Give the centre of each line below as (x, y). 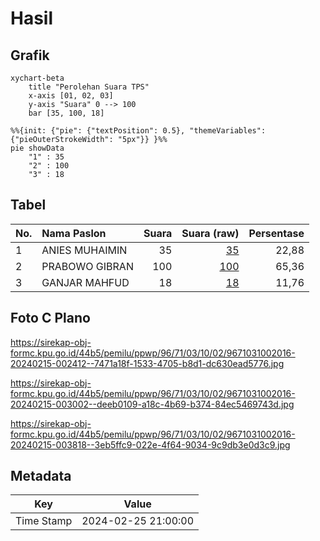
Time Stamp (44, 521)
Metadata (41, 476)
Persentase (276, 233)
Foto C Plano (50, 318)
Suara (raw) (210, 233)
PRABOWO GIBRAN (87, 266)
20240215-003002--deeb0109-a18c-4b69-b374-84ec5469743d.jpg (152, 404)
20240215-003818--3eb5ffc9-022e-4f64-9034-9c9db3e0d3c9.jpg (150, 444)
